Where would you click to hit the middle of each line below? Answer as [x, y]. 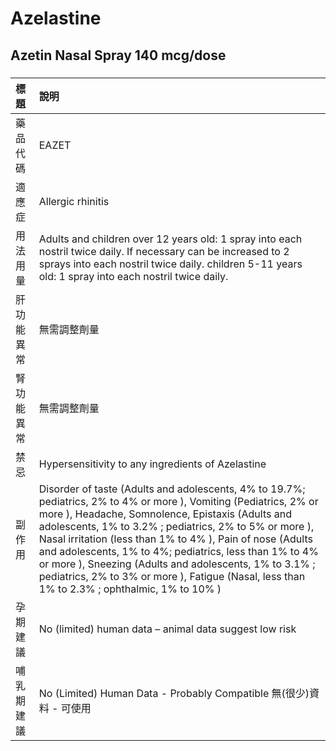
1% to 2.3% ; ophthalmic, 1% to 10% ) [130, 589]
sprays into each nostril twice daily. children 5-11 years [170, 264]
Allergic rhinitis [74, 201]
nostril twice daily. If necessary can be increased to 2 [164, 251]
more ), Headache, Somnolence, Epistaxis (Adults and [165, 514]
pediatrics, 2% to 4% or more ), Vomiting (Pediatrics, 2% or [178, 501]
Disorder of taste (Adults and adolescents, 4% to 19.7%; [172, 489]
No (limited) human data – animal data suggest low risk [167, 629]
